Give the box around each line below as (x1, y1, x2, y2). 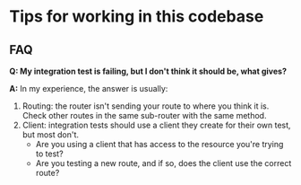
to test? (35, 148, 64, 159)
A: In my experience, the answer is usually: (9, 84, 168, 93)
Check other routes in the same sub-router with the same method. (21, 110, 267, 120)
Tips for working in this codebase (9, 6, 264, 27)
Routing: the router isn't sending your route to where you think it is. (21, 101, 270, 111)
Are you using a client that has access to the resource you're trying (35, 139, 284, 149)
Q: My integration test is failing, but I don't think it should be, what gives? (9, 66, 287, 76)
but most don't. (21, 129, 79, 140)
